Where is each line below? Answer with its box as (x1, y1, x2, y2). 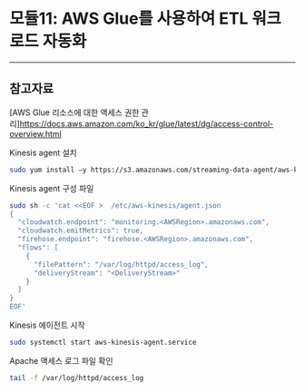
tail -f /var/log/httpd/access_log (9, 373, 144, 382)
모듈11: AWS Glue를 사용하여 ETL (9, 8, 249, 29)
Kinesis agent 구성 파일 (9, 182, 94, 193)
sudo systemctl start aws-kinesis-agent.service (9, 338, 197, 347)
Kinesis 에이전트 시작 (9, 319, 85, 330)
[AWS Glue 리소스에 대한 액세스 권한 (9, 106, 140, 118)
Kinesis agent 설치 (9, 147, 77, 158)
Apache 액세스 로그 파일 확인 (9, 355, 113, 366)
